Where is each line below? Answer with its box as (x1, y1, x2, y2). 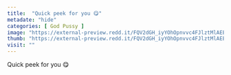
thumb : (7, 35, 26, 42)
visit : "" (7, 42, 36, 48)
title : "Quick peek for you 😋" (7, 10, 102, 17)
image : (7, 29, 26, 36)
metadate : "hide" (7, 16, 57, 23)
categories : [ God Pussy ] (7, 22, 85, 29)
